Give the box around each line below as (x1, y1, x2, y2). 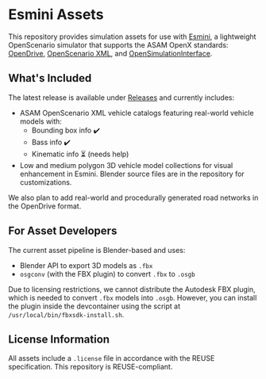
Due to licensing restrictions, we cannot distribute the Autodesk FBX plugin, (8, 284, 256, 294)
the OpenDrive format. (8, 201, 82, 211)
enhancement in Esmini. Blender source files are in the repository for (19, 169, 245, 178)
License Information (8, 332, 110, 346)
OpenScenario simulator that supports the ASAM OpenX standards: (8, 40, 229, 49)
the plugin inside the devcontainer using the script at (8, 301, 181, 311)
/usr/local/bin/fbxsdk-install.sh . (8, 309, 125, 319)
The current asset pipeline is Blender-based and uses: (8, 245, 186, 255)
